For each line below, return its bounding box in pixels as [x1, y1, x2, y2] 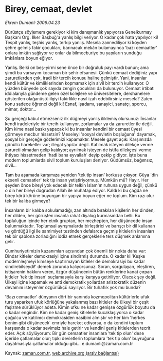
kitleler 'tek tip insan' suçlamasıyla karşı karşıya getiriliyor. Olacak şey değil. [5, 274, 157, 280]
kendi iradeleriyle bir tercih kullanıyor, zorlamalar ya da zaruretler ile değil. [5, 121, 153, 127]
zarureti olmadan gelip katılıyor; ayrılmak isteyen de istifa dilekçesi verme [5, 147, 152, 153]
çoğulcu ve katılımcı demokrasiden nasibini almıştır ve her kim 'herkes [5, 315, 145, 320]
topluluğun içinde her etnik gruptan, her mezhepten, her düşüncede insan [5, 218, 153, 224]
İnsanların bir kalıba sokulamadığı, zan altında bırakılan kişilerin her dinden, [5, 207, 155, 213]
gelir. [5, 238, 15, 244]
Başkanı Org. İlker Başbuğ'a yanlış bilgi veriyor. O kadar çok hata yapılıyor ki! [5, 34, 158, 40]
